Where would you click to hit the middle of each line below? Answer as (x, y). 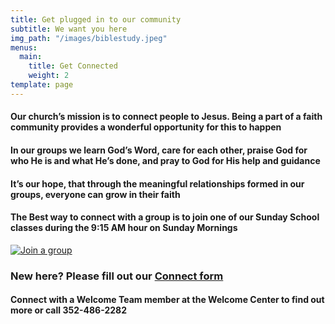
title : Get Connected (73, 66)
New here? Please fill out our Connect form (117, 276)
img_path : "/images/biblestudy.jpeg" (89, 38)
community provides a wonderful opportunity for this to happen (146, 127)
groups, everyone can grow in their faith (95, 194)
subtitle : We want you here (69, 29)
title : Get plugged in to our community (96, 19)
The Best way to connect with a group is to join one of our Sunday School (165, 217)
